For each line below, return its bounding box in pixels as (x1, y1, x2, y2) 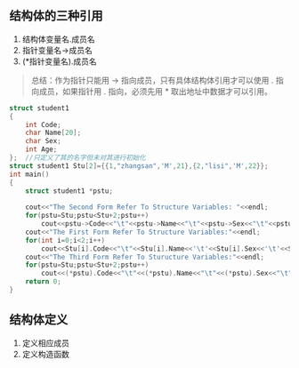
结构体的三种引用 (9, 8, 103, 24)
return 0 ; (25, 277, 62, 286)
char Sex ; (25, 137, 62, 146)
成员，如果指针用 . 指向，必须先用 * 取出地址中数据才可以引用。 (38, 85, 273, 96)
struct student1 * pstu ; (25, 186, 114, 196)
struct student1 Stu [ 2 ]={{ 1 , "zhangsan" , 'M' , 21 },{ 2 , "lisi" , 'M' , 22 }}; (9, 161, 269, 171)
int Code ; (25, 120, 62, 129)
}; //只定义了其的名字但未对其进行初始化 (9, 154, 147, 163)
